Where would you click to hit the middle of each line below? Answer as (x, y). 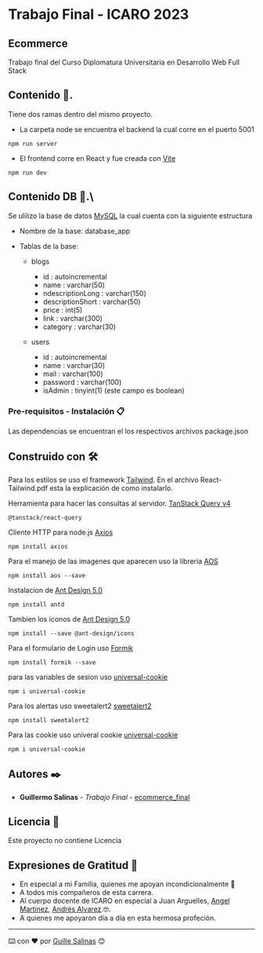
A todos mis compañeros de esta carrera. (86, 893)
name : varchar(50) (74, 285)
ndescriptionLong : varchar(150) (95, 293)
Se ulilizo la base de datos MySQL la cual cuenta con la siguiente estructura (130, 215)
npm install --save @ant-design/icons (71, 634)
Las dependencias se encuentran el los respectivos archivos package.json (128, 431)
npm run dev (27, 173)
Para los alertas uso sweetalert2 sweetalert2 (80, 706)
